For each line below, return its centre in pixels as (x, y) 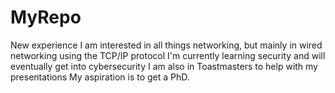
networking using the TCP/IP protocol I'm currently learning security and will (168, 55)
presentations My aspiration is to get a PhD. (100, 77)
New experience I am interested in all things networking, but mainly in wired (166, 45)
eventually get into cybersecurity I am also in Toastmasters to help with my (164, 66)
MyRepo (46, 17)
